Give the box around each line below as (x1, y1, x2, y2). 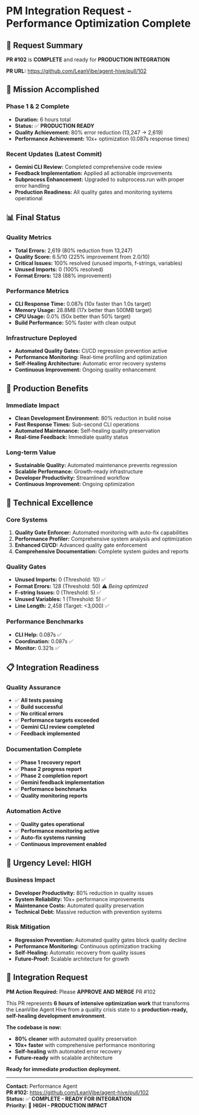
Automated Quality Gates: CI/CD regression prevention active (14, 348, 168, 355)
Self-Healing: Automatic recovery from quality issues (14, 949, 146, 956)
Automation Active (6, 807, 62, 815)
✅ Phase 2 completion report (14, 772, 88, 779)
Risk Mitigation (6, 923, 50, 931)
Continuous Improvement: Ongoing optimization (14, 481, 135, 488)
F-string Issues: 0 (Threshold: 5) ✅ (14, 589, 102, 596)
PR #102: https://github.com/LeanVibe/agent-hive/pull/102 (6, 1088, 149, 1096)
